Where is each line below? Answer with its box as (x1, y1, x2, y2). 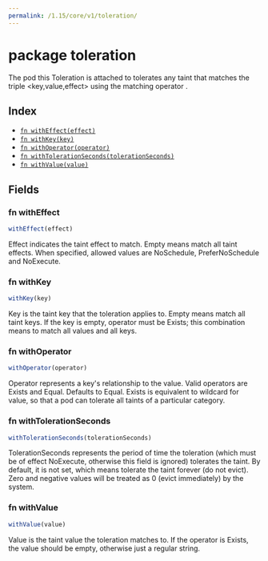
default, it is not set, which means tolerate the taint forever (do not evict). (8, 465, 249, 475)
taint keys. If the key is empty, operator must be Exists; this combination (8, 318, 246, 327)
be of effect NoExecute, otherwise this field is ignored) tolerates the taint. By (8, 457, 261, 467)
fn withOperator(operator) (19, 144, 110, 152)
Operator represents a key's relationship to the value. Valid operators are (8, 379, 248, 388)
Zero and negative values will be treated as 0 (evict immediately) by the (8, 474, 244, 483)
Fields (8, 182, 40, 196)
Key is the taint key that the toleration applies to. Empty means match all (8, 309, 246, 319)
